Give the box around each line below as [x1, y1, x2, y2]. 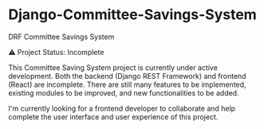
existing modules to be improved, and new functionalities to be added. [8, 88, 239, 97]
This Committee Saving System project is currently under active [8, 62, 218, 72]
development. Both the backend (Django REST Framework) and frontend [8, 71, 246, 80]
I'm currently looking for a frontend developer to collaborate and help [8, 104, 236, 113]
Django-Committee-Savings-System [8, 6, 257, 24]
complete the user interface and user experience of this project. [8, 111, 219, 121]
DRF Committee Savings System [8, 32, 115, 41]
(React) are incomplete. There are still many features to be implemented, [8, 80, 246, 89]
